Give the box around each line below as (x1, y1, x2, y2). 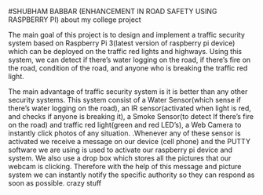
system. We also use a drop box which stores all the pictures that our (8, 153, 232, 163)
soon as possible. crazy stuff (8, 179, 102, 187)
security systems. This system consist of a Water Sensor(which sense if (8, 96, 241, 104)
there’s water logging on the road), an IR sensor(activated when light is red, (8, 103, 251, 113)
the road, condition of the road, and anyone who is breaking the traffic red (8, 63, 248, 73)
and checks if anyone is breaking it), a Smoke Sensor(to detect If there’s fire (8, 112, 254, 121)
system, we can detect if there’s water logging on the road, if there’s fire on (8, 55, 251, 64)
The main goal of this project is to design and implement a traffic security (8, 31, 246, 39)
